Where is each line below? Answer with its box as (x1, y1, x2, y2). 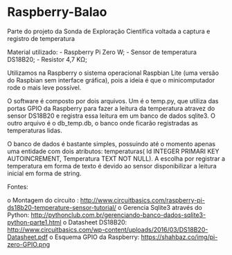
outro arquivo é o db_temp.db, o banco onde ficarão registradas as (7, 118, 199, 127)
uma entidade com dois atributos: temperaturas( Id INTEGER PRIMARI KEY (7, 147, 220, 155)
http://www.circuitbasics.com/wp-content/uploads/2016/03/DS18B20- (7, 225, 208, 234)
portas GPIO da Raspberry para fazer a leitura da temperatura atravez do (7, 104, 215, 112)
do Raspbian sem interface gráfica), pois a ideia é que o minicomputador (7, 76, 215, 84)
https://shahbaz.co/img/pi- (141, 233, 218, 241)
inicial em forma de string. (7, 169, 82, 177)
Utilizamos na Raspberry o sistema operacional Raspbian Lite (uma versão (7, 69, 220, 77)
